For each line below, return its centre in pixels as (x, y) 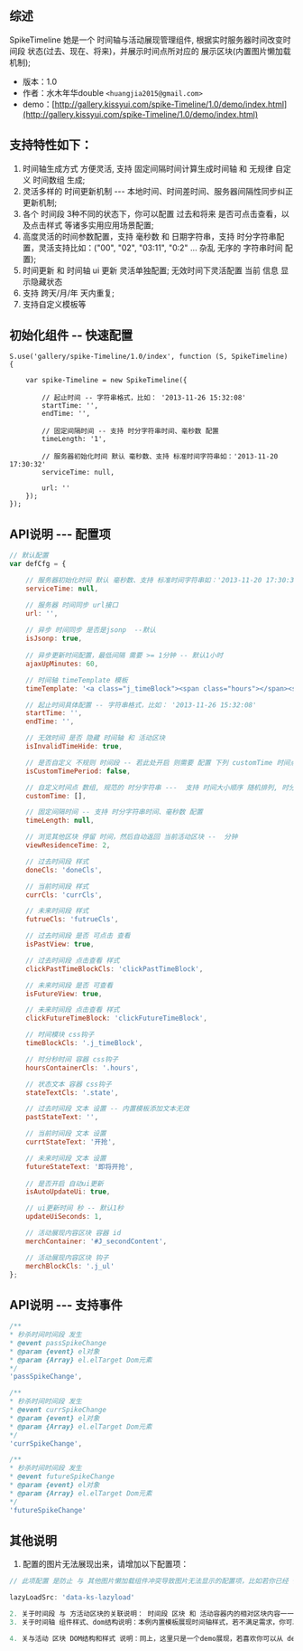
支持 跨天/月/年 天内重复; (68, 293)
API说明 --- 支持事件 (66, 1305)
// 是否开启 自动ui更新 (64, 1184)
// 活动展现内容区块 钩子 (68, 1258)
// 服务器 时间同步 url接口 (72, 605)
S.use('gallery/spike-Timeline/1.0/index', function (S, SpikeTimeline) (149, 357)
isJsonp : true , (54, 639)
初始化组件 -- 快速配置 (71, 336)
